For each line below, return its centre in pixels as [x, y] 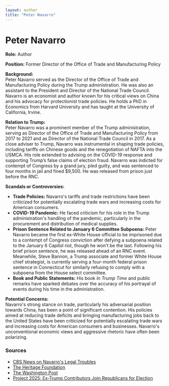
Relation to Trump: [25, 122]
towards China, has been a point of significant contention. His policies [79, 310]
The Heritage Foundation [39, 367]
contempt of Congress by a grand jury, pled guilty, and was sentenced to [82, 166]
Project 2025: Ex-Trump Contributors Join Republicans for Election [83, 378]
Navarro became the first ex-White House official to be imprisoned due [87, 235]
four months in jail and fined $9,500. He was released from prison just [79, 171]
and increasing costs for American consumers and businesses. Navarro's [82, 327]
